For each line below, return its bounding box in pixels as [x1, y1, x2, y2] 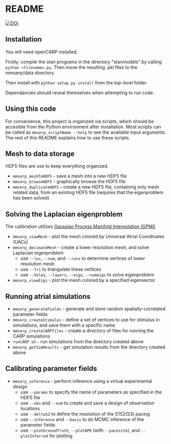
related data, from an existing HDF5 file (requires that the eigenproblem [12, 189, 164, 196]
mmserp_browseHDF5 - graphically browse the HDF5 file [12, 179, 126, 185]
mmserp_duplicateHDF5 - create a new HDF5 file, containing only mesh [12, 184, 160, 190]
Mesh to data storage [5, 149, 75, 158]
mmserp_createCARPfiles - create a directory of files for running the [12, 328, 154, 333]
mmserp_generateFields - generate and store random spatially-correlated [12, 306, 165, 312]
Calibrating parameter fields [5, 364, 97, 373]
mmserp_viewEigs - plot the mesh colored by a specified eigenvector [12, 277, 156, 283]
